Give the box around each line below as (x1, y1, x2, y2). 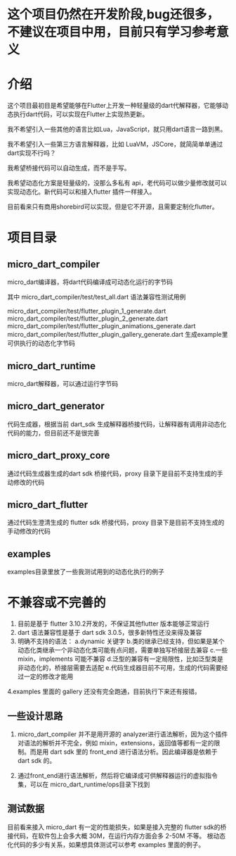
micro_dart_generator (7, 400, 105, 412)
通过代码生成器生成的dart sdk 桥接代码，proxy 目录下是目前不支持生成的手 (7, 469, 223, 478)
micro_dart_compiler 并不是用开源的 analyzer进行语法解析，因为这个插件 (17, 730, 228, 738)
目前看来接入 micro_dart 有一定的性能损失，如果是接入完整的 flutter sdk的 (7, 822, 221, 831)
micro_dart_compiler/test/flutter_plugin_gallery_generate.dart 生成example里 (7, 330, 228, 339)
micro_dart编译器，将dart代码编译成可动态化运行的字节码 (7, 278, 173, 286)
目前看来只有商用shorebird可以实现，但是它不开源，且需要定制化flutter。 (7, 202, 219, 211)
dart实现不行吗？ (7, 149, 56, 157)
